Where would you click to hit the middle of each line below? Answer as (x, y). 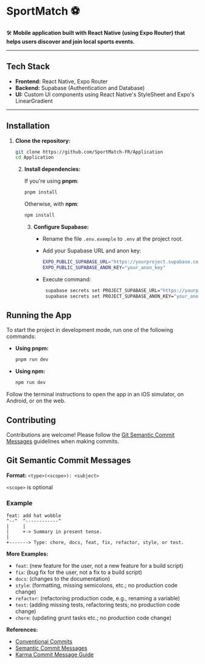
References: (22, 630)
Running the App (39, 315)
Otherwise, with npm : (52, 204)
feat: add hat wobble (34, 516)
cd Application (34, 157)
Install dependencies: (52, 169)
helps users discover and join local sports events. (71, 41)
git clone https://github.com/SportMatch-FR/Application (89, 152)
